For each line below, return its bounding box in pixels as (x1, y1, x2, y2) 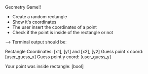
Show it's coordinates (12, 19, 57, 25)
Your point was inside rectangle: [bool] (5, 64, 84, 69)
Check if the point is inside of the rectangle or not (12, 30, 113, 35)
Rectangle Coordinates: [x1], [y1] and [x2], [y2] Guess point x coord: (5, 49, 144, 54)
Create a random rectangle (12, 14, 68, 19)
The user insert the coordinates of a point (12, 24, 97, 30)
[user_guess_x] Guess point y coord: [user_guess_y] (5, 54, 111, 60)
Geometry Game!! (5, 4, 41, 10)
